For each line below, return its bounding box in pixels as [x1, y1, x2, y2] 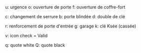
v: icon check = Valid [5, 33, 48, 38]
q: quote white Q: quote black [5, 42, 65, 48]
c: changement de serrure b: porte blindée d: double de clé [5, 14, 125, 19]
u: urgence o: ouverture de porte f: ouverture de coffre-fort [5, 4, 126, 10]
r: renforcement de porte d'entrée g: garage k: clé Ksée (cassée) [5, 23, 137, 29]
